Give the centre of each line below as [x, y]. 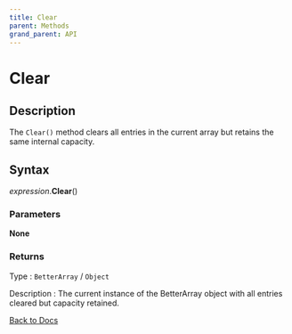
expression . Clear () [44, 191]
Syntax [29, 170]
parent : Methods [39, 26]
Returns [27, 257]
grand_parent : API [43, 34]
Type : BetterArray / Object [59, 276]
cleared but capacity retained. [65, 303]
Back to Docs [34, 320]
